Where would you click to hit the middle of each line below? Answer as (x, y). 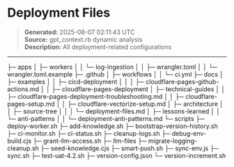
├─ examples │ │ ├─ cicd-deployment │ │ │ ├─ (76, 81)
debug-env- (189, 133)
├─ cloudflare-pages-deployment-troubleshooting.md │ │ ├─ (96, 96)
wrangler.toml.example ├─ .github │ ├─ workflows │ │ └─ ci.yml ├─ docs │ (116, 74)
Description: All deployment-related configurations (98, 47)
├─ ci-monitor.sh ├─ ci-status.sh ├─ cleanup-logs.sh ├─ (89, 133)
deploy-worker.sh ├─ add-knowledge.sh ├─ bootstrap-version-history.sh (112, 126)
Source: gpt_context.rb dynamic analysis (83, 39)
